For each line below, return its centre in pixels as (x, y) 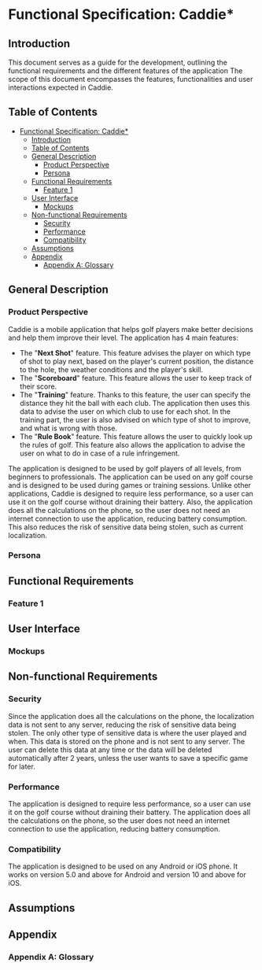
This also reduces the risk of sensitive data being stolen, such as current (126, 527)
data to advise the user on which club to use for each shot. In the (125, 411)
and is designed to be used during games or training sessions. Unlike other (130, 485)
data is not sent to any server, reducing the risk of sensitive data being (122, 725)
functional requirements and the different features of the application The (125, 71)
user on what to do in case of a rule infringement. (100, 453)
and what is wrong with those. (68, 428)
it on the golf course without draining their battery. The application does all (129, 813)
